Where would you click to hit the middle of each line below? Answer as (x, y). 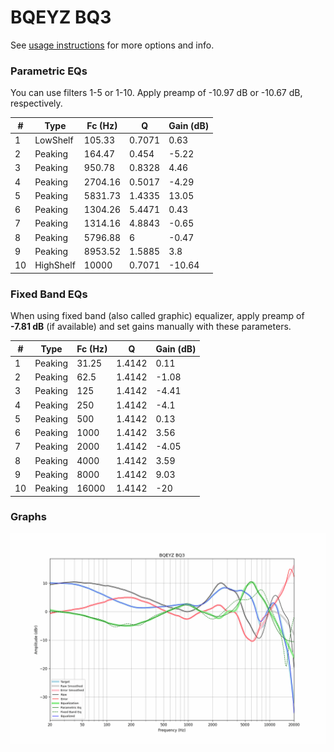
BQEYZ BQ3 (61, 17)
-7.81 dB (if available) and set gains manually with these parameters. (151, 327)
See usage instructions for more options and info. (112, 45)
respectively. (36, 103)
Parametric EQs (49, 71)
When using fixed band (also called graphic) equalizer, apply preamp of (157, 316)
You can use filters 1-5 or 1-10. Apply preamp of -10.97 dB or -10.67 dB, (156, 93)
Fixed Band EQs (49, 294)
